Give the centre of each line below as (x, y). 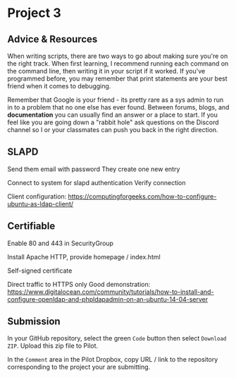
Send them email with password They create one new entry (94, 169)
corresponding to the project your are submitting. (79, 367)
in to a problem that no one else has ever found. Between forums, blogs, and (118, 107)
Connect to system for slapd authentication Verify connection (97, 182)
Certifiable (31, 226)
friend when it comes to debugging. (59, 86)
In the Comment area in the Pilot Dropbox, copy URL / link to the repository (113, 360)
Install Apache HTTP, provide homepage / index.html (84, 256)
